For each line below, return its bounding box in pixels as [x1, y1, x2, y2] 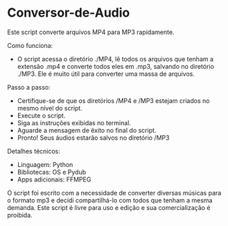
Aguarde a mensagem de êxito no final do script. [17, 126, 157, 134]
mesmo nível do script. [17, 104, 83, 112]
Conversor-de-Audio [7, 5, 130, 21]
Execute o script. [17, 111, 66, 120]
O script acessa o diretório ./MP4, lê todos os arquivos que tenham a [17, 54, 213, 63]
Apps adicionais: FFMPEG [17, 175, 91, 184]
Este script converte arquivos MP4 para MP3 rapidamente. [7, 28, 175, 36]
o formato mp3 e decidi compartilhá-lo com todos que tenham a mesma [7, 196, 213, 204]
